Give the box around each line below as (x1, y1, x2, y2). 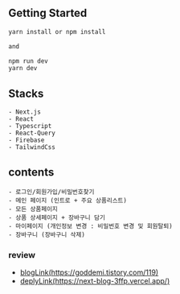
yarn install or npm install (8, 27, 106, 35)
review (8, 249, 36, 260)
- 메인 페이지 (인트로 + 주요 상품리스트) (8, 197, 127, 205)
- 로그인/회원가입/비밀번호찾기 (8, 188, 95, 196)
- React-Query (8, 129, 56, 138)
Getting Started (8, 6, 88, 20)
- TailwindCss (8, 143, 56, 151)
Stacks (8, 86, 44, 100)
